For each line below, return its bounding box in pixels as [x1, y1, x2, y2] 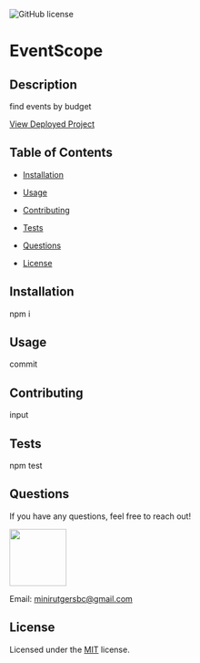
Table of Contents [9, 145, 114, 161]
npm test [9, 461, 43, 471]
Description [9, 77, 77, 92]
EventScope [9, 41, 103, 61]
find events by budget [9, 101, 92, 111]
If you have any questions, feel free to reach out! [9, 511, 192, 522]
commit [9, 358, 38, 369]
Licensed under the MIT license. [9, 644, 130, 655]
